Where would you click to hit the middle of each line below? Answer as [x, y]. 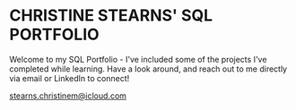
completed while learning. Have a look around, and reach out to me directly [148, 69]
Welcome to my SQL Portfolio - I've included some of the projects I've [138, 59]
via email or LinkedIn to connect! [70, 78]
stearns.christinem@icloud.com [68, 96]
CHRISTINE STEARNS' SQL [111, 16]
